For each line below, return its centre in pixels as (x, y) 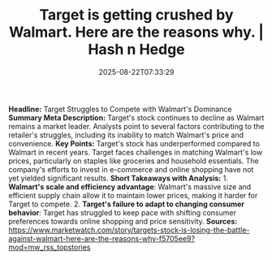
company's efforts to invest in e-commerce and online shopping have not (131, 169)
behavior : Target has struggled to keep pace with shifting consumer (123, 212)
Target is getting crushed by (136, 15)
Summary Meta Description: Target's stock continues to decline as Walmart (136, 117)
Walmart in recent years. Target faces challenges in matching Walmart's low (136, 152)
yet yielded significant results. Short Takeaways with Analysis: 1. (119, 178)
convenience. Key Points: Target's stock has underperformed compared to (134, 143)
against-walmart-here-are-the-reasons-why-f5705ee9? (102, 238)
